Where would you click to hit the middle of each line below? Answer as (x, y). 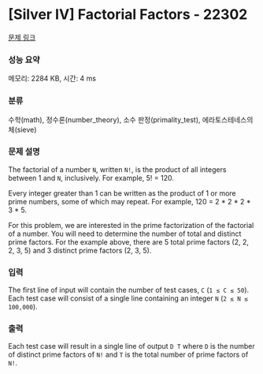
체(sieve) (22, 129)
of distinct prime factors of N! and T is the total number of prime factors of (128, 355)
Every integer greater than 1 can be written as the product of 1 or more (122, 193)
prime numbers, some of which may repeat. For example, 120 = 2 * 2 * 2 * (130, 201)
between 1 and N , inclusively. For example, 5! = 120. (91, 178)
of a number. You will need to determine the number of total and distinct (125, 234)
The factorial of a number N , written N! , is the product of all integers (117, 169)
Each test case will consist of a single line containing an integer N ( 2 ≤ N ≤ (128, 298)
